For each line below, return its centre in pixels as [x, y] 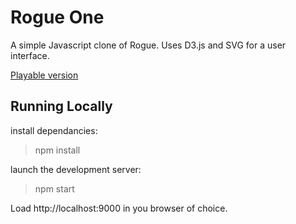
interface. [30, 55]
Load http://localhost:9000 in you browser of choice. [119, 208]
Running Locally [61, 106]
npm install [57, 150]
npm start [54, 188]
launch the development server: [76, 169]
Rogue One [57, 17]
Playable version [44, 75]
